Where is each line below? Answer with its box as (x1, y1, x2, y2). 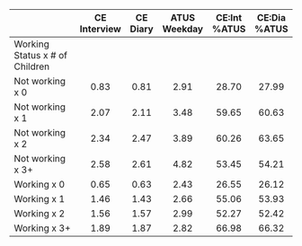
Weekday (162, 22, 204, 35)
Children (13, 60, 50, 73)
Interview (79, 22, 121, 35)
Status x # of (13, 49, 67, 61)
